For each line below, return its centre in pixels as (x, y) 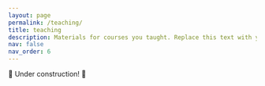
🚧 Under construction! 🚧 (47, 74)
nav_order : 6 (30, 52)
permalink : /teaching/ (45, 23)
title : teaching (35, 30)
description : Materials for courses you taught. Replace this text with (130, 37)
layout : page (30, 15)
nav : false (26, 45)
